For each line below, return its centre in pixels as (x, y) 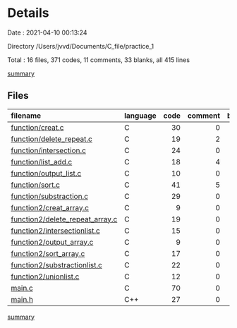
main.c (22, 288)
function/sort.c (35, 185)
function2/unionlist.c (45, 277)
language (140, 116)
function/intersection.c (49, 150)
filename (26, 116)
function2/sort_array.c (48, 253)
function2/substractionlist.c (56, 265)
